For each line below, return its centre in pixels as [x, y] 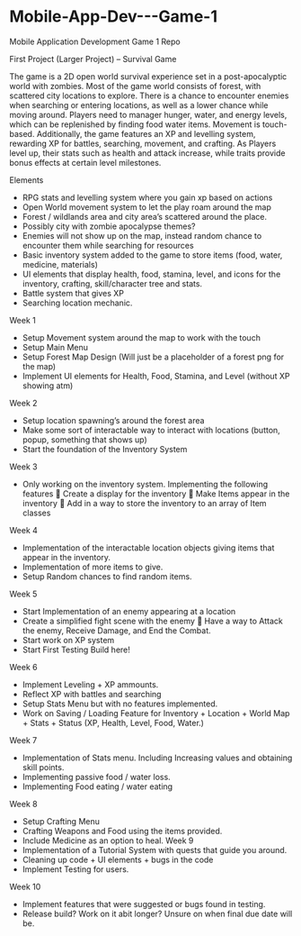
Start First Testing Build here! [76, 650]
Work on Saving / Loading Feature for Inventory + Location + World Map [156, 713]
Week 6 [23, 667]
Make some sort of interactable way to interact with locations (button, [151, 430]
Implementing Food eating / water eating [97, 786]
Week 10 [25, 886]
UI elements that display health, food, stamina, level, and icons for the [151, 274]
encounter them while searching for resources [108, 245]
